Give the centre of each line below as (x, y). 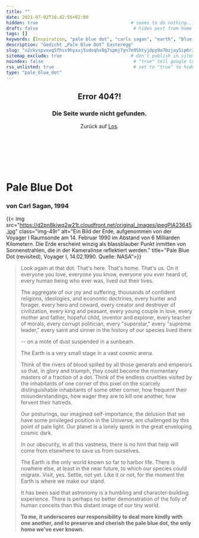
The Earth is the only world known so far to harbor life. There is (98, 462)
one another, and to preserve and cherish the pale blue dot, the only (106, 523)
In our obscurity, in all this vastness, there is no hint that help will (99, 444)
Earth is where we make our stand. (63, 481)
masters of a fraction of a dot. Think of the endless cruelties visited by (106, 377)
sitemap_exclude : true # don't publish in (92, 56)
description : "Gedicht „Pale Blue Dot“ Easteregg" (70, 45)
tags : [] (17, 34)
